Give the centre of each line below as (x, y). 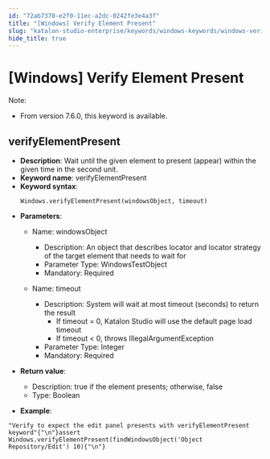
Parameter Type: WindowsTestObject (105, 264)
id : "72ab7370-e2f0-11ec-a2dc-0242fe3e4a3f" (84, 16)
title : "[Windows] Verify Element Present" (82, 23)
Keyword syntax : (49, 186)
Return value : (43, 371)
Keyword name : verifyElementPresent (83, 178)
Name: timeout (57, 288)
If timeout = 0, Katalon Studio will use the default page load (154, 321)
